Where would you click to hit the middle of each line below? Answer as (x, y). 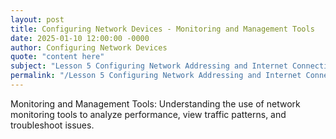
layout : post (37, 19)
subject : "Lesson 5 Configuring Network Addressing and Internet (149, 66)
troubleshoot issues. (52, 125)
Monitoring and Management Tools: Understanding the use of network (155, 103)
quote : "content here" (57, 57)
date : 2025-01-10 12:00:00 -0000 (80, 38)
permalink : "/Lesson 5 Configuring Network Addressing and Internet (156, 76)
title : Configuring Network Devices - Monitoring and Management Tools (162, 29)
